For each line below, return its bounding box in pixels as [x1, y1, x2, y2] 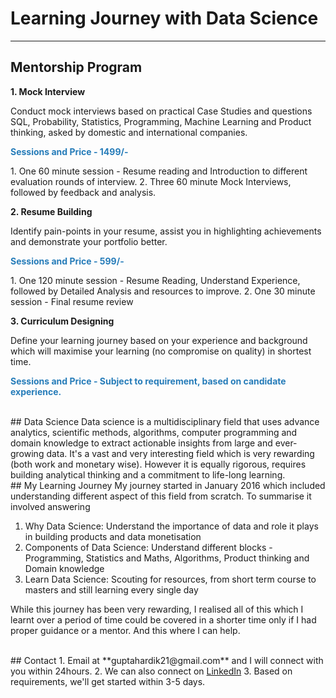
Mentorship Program [10, 59, 143, 76]
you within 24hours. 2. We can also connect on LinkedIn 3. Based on [10, 665, 293, 677]
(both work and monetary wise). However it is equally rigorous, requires [10, 458, 307, 470]
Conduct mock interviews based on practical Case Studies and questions [10, 105, 313, 117]
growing [10, 447, 45, 459]
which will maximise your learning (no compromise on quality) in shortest [10, 345, 312, 357]
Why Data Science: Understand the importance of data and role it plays [24, 520, 319, 532]
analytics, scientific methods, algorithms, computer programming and [10, 426, 298, 438]
